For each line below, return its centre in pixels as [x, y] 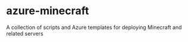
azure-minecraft [48, 11]
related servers [25, 33]
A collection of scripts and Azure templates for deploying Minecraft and [94, 27]
